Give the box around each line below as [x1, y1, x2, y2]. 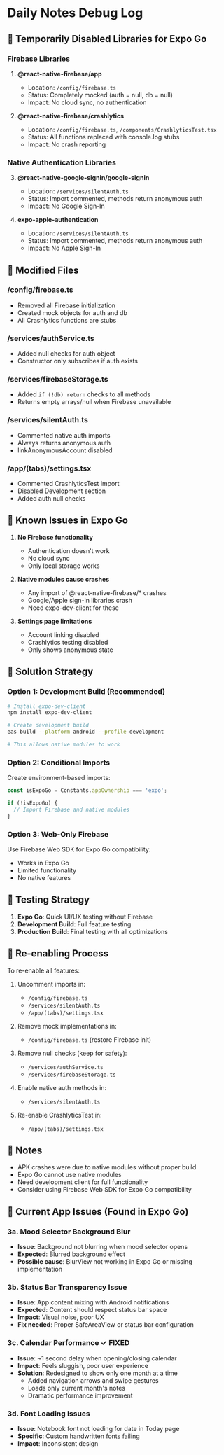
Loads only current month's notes [27, 1384, 126, 1392]
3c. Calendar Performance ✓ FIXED [7, 1338, 130, 1348]
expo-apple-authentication [17, 216, 99, 224]
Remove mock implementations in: [17, 1022, 117, 1030]
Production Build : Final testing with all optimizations [17, 927, 168, 935]
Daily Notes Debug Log [7, 5, 143, 21]
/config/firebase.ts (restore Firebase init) [27, 1035, 152, 1044]
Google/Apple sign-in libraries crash [27, 596, 133, 604]
